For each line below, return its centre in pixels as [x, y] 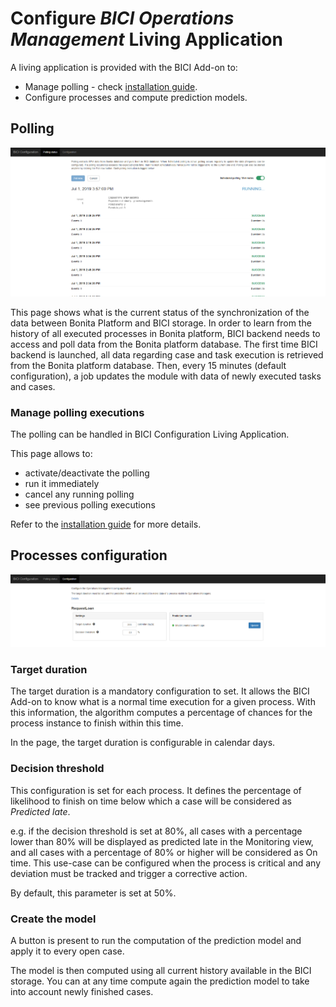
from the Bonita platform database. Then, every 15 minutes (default [148, 365]
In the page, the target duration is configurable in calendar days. [143, 743]
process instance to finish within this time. [97, 723]
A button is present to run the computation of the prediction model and [156, 940]
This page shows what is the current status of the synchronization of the [160, 312]
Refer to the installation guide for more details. [106, 524]
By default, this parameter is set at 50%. [93, 893]
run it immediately [62, 483]
